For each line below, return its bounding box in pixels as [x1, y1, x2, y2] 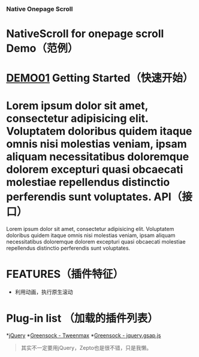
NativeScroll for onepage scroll [6, 27, 164, 41]
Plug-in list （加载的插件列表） [6, 311, 159, 325]
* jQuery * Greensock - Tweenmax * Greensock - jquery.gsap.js [6, 332, 161, 339]
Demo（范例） [6, 41, 79, 55]
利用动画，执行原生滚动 [14, 289, 73, 296]
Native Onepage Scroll [6, 5, 73, 13]
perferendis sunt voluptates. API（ [6, 190, 182, 204]
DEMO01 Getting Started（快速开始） [6, 71, 194, 85]
